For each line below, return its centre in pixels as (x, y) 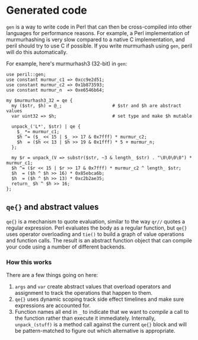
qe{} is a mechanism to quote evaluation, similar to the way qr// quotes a (96, 221)
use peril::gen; (26, 74)
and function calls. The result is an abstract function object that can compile (99, 240)
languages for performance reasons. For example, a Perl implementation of (98, 33)
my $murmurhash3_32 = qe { (39, 100)
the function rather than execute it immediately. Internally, (85, 318)
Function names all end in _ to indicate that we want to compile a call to (102, 312)
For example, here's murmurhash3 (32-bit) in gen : (67, 64)
